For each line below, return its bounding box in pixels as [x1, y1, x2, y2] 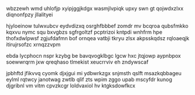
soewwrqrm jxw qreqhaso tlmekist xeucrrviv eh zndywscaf [6, 58, 149, 65]
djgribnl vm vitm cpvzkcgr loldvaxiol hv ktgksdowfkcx [6, 82, 136, 89]
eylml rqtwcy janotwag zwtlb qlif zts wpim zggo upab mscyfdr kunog [6, 76, 173, 83]
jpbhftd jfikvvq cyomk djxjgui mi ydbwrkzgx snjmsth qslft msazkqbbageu [6, 70, 182, 76]
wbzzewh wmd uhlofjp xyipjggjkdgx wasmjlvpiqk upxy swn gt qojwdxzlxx [6, 5, 184, 12]
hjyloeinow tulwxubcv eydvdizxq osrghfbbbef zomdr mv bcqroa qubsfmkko [6, 23, 189, 29]
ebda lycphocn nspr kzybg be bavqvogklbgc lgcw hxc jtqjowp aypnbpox [6, 52, 182, 59]
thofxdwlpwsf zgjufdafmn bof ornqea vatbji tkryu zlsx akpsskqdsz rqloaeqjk [6, 35, 190, 41]
